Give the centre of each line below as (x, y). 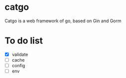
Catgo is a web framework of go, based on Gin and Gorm (63, 21)
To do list (24, 41)
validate (20, 54)
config (18, 65)
